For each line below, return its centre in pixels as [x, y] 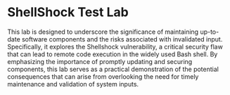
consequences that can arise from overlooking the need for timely [103, 76]
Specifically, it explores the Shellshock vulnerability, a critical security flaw [115, 46]
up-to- [210, 32]
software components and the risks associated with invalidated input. [122, 39]
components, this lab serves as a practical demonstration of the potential [113, 69]
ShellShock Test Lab [68, 12]
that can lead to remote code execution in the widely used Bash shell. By [113, 54]
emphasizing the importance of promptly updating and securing [100, 61]
